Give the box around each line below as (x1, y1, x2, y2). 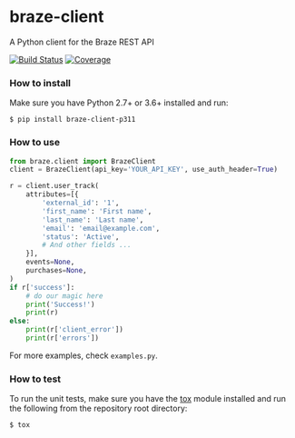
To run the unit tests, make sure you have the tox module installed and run (9, 393, 287, 404)
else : (9, 316, 30, 326)
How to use (9, 136, 61, 149)
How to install (9, 76, 71, 89)
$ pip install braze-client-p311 (9, 115, 136, 124)
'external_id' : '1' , (42, 198, 120, 208)
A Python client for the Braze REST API (9, 36, 154, 47)
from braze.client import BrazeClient (9, 156, 156, 165)
